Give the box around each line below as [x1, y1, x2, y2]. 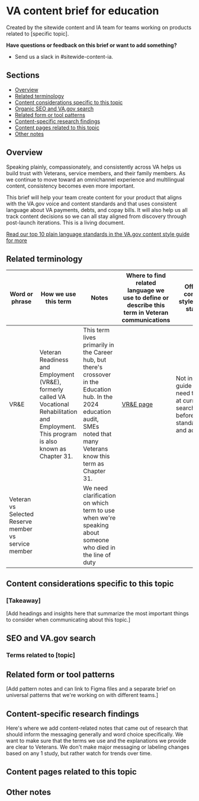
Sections [6, 70, 40, 81]
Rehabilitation [39, 408, 78, 416]
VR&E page [121, 400, 153, 409]
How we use [40, 290, 76, 298]
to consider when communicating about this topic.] [6, 616, 131, 623]
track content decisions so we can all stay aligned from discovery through [6, 213, 187, 220]
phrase [11, 297, 32, 306]
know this [82, 452, 110, 461]
